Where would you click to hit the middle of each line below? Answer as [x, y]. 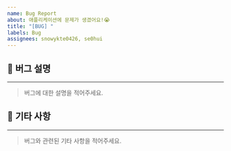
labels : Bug [24, 33]
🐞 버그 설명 [29, 68]
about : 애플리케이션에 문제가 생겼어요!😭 [58, 20]
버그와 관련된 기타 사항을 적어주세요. [73, 141]
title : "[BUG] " [30, 26]
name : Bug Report [32, 13]
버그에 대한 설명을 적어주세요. [64, 93]
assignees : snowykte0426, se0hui [55, 39]
